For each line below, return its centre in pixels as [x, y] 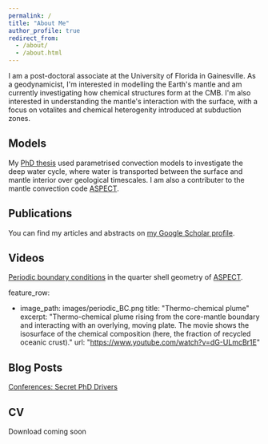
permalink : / [30, 16]
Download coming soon [47, 432]
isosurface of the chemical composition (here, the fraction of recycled [135, 334]
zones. [19, 118]
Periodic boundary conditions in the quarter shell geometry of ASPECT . [126, 277]
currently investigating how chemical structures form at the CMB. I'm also [130, 93]
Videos [26, 258]
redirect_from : [34, 38]
